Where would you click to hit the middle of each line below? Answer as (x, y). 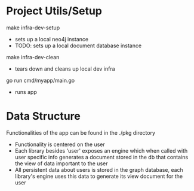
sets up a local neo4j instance (52, 39)
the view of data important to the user (61, 163)
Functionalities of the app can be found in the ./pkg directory (81, 132)
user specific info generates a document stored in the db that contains (101, 157)
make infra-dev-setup (33, 28)
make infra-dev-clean (33, 57)
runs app (26, 92)
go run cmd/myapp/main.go (41, 80)
